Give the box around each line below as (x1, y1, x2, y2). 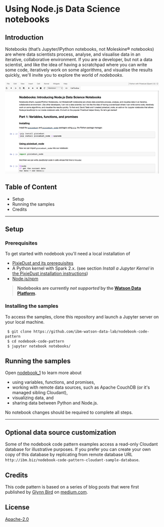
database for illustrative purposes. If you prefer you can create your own (5, 446, 151, 452)
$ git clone (7, 329, 32, 334)
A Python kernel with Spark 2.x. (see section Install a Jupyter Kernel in (12, 265, 154, 272)
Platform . (17, 291, 37, 296)
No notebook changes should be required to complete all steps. (5, 409, 133, 416)
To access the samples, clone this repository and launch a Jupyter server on (5, 314, 159, 319)
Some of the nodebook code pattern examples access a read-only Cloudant (5, 441, 158, 447)
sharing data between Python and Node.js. (12, 400, 99, 406)
